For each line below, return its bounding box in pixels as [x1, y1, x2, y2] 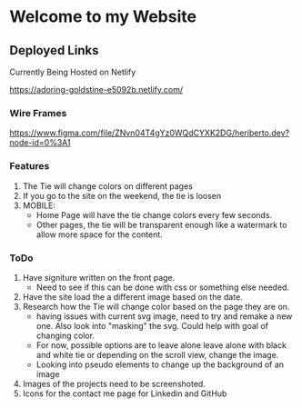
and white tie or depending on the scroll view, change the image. [35, 349, 279, 360]
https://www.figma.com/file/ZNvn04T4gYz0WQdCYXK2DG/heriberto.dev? [9, 127, 290, 138]
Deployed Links [9, 43, 99, 58]
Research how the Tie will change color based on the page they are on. [22, 301, 290, 312]
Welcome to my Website [9, 6, 197, 27]
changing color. [35, 330, 96, 341]
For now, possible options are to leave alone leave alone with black [35, 339, 287, 351]
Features [9, 160, 50, 173]
